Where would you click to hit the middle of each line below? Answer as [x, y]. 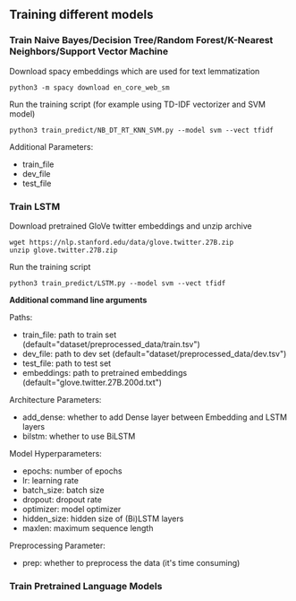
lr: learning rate [50, 480]
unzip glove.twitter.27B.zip [63, 250]
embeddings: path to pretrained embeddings [105, 372]
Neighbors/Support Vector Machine [89, 51]
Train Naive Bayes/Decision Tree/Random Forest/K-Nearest [141, 40]
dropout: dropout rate [62, 499]
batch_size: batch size [63, 490]
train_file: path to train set [69, 335]
